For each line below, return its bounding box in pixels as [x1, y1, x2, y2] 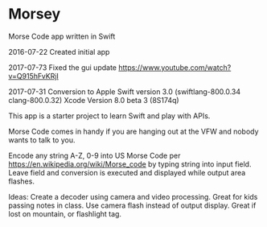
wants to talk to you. [8, 134, 76, 145]
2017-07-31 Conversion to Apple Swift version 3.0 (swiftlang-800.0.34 [8, 86, 241, 97]
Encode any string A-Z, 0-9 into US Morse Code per [8, 151, 181, 160]
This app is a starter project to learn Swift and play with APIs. [8, 110, 211, 121]
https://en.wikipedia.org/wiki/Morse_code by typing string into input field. [8, 159, 252, 169]
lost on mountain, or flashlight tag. [8, 208, 122, 218]
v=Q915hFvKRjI [8, 71, 59, 80]
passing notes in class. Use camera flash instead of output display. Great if [8, 200, 257, 210]
